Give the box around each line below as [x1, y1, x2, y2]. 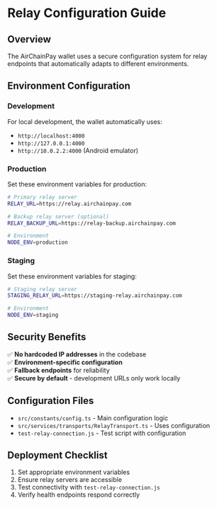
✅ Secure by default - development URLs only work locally [7, 373, 181, 382]
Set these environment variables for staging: [7, 271, 137, 281]
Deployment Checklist [7, 449, 108, 461]
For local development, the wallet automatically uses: [7, 117, 162, 125]
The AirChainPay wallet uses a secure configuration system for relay [7, 52, 208, 60]
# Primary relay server [7, 193, 78, 201]
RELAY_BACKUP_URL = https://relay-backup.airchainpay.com [7, 220, 176, 227]
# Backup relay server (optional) [7, 213, 110, 220]
